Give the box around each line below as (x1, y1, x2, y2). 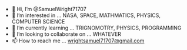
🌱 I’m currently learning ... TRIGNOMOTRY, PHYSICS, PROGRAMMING (11, 24, 182, 31)
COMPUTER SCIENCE (11, 18, 65, 25)
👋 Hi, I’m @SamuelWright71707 (11, 6, 86, 12)
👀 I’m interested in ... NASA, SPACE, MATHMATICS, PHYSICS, (11, 12, 161, 19)
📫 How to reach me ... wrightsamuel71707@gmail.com (11, 37, 145, 44)
